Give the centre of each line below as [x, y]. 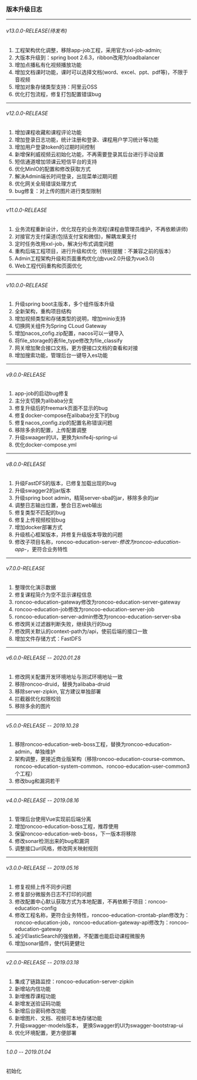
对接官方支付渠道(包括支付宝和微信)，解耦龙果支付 [76, 236]
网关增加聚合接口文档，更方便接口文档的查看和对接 [76, 348]
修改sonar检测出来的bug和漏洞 [52, 841]
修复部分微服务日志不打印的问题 [53, 894]
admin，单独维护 [35, 751]
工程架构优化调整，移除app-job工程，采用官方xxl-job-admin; [88, 50]
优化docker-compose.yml [46, 445]
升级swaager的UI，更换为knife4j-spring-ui [66, 438]
